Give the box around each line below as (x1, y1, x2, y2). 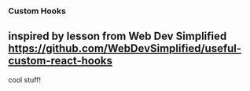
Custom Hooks (8, 5, 67, 16)
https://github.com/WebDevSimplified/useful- (8, 42, 242, 56)
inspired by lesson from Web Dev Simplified (8, 30, 227, 43)
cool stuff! (8, 75, 42, 84)
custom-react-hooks (8, 54, 112, 67)
